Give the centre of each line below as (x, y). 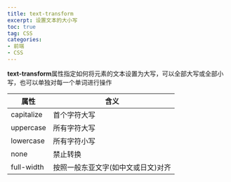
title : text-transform (40, 14)
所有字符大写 (74, 128)
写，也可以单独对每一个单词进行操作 (60, 82)
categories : (25, 40)
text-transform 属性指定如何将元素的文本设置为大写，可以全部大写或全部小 (115, 73)
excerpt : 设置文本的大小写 (42, 20)
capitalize (27, 114)
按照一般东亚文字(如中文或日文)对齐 (112, 167)
